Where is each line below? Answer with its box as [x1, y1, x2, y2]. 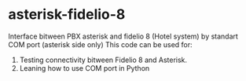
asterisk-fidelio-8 [8, 6, 126, 24]
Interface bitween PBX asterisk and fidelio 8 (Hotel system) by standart [8, 31, 238, 41]
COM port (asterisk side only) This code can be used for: [8, 39, 193, 49]
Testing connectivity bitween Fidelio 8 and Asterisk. [19, 55, 187, 64]
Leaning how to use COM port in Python [19, 63, 150, 72]
